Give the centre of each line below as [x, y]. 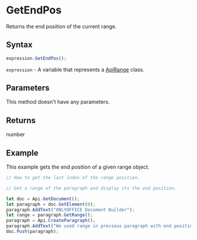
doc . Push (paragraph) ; [33, 232]
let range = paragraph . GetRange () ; [50, 215]
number [16, 135]
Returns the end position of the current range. [62, 26]
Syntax [19, 45]
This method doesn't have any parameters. [58, 102]
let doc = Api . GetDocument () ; [43, 199]
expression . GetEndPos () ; [36, 58]
